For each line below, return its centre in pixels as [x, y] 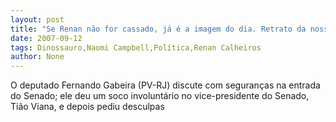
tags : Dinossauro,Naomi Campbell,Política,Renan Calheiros [136, 47]
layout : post [37, 19]
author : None [37, 57]
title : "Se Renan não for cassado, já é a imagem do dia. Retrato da [158, 29]
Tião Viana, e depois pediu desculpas [87, 107]
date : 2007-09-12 [46, 38]
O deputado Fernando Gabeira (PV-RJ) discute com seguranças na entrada [165, 85]
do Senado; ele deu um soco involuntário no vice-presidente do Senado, [160, 96]
